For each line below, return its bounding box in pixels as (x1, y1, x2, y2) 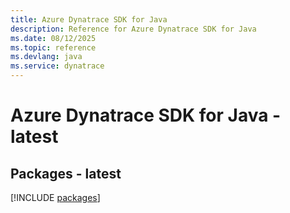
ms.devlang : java (10, 52, 83, 62)
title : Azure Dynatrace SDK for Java (10, 14, 168, 25)
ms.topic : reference (10, 42, 97, 53)
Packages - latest (10, 165, 122, 182)
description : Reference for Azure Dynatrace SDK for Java (10, 24, 257, 34)
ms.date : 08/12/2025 (10, 33, 97, 43)
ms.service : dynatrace (10, 61, 105, 71)
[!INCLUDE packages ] (10, 192, 101, 203)
